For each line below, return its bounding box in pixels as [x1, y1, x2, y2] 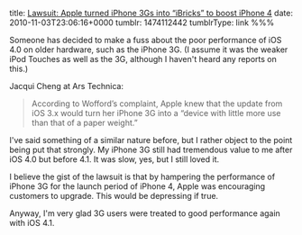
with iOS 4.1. [9, 218, 55, 228]
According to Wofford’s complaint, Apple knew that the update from [31, 98, 283, 109]
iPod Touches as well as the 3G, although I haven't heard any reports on [9, 54, 278, 64]
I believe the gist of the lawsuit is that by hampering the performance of [9, 171, 276, 182]
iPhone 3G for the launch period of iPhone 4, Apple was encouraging [9, 181, 266, 192]
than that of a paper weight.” [31, 117, 138, 128]
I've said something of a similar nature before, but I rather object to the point [9, 135, 293, 145]
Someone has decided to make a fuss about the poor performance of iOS [9, 35, 282, 45]
